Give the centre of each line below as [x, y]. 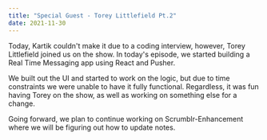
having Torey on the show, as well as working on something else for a [123, 95]
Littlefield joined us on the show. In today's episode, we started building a [129, 54]
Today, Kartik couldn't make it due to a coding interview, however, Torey [127, 45]
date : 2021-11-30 [37, 23]
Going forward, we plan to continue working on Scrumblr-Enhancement [126, 119]
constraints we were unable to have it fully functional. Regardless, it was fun [134, 86]
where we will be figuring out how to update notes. [92, 127]
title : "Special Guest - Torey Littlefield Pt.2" [93, 16]
